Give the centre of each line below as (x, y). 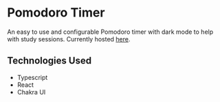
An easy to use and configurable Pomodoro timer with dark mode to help (110, 32)
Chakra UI (31, 92)
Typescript (32, 77)
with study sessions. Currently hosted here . (69, 39)
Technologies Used (49, 61)
